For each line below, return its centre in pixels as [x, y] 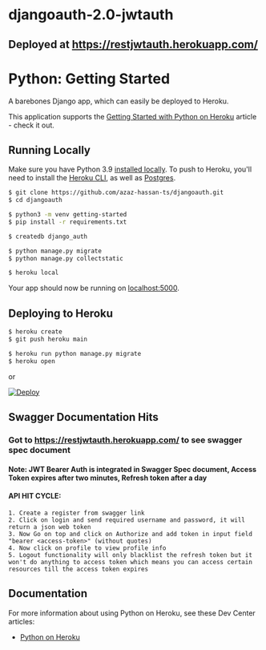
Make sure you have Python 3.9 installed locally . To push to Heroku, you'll [130, 169]
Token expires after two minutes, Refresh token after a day [108, 478]
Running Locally [49, 150]
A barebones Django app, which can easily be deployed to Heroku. [119, 101]
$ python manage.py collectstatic [66, 258]
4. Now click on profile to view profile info [87, 548]
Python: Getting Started [89, 79]
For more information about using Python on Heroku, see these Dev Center [132, 613]
